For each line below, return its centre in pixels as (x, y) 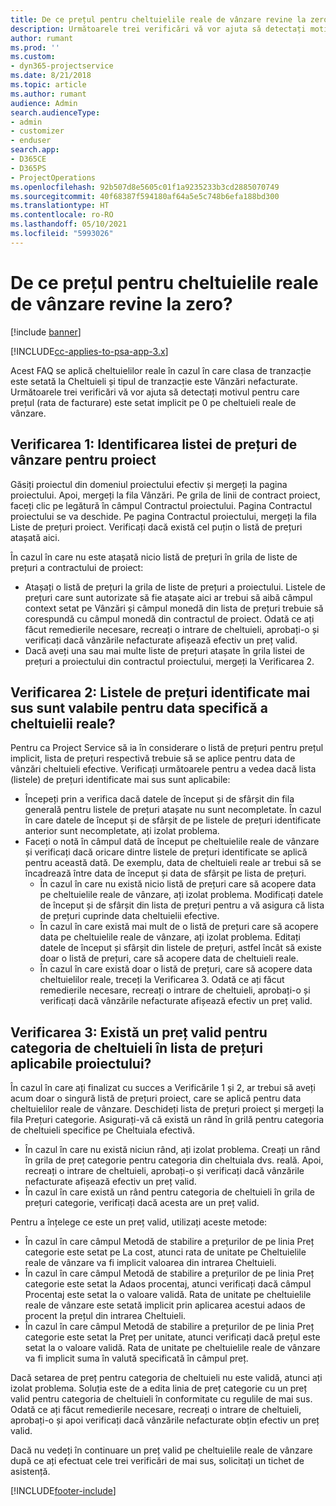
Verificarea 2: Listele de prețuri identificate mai (160, 692)
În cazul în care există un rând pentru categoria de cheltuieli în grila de (169, 1192)
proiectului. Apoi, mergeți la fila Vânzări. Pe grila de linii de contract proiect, (165, 495)
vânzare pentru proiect (83, 460)
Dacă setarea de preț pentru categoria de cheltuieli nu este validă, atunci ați (166, 1378)
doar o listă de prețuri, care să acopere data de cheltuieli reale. (169, 958)
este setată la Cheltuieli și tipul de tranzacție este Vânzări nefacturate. (154, 381)
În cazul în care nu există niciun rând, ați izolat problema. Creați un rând (172, 1150)
